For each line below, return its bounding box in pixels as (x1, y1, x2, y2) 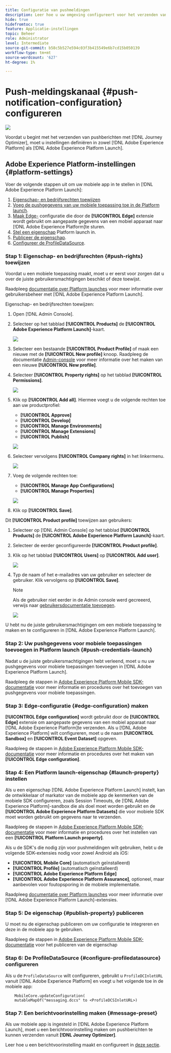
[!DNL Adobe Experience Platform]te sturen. (12, 224, 105, 229)
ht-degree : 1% (5, 60, 36, 65)
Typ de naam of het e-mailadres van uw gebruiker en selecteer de (12, 572, 152, 578)
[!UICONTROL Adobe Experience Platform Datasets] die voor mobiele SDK (5, 809, 164, 815)
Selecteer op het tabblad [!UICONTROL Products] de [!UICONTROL (12, 321, 156, 327)
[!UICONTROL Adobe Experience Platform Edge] (12, 870, 117, 877)
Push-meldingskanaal (5, 86, 100, 97)
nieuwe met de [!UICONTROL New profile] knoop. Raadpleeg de (12, 351, 149, 357)
